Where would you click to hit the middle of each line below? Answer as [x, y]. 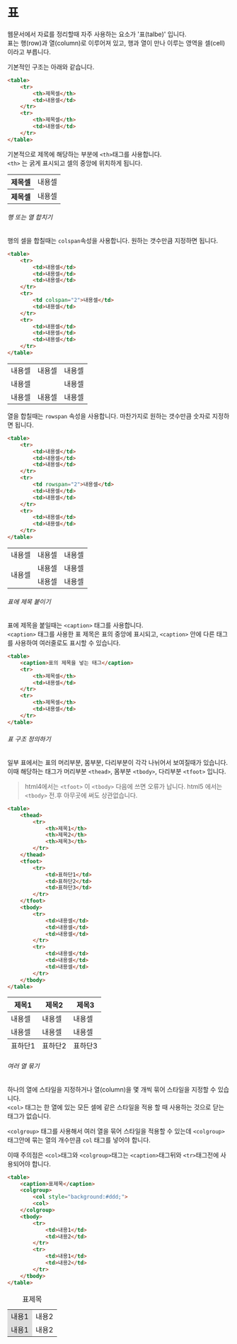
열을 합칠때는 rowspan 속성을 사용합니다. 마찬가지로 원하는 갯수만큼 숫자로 [109, 416]
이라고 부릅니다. [29, 52]
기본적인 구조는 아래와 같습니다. [51, 67]
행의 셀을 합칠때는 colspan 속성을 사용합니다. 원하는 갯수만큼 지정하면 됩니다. [113, 240]
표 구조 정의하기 [29, 739]
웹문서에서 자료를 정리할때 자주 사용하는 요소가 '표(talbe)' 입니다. [97, 34]
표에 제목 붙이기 [29, 602]
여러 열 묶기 [24, 1066]
